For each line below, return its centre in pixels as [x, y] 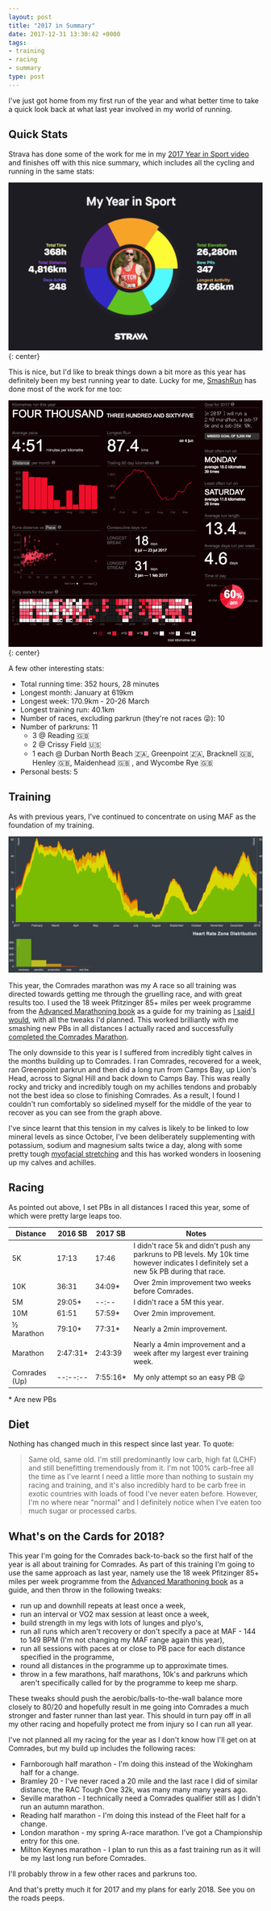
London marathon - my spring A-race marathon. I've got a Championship [141, 1833]
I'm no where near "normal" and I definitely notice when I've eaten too [145, 1502]
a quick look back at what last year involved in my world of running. [120, 109]
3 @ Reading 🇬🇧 [61, 735]
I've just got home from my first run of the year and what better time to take [134, 100]
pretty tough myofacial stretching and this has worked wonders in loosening [135, 1154]
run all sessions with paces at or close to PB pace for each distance [133, 1649]
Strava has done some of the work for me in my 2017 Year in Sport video [129, 154]
